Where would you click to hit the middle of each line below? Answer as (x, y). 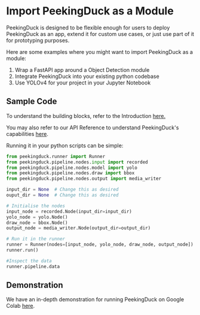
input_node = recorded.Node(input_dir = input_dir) (69, 211)
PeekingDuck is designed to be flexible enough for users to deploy (88, 28)
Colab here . (21, 306)
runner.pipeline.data (33, 266)
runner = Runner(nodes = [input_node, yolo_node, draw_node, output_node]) (100, 245)
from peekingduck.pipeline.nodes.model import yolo (72, 168)
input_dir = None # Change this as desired (62, 190)
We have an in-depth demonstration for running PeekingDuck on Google (95, 299)
